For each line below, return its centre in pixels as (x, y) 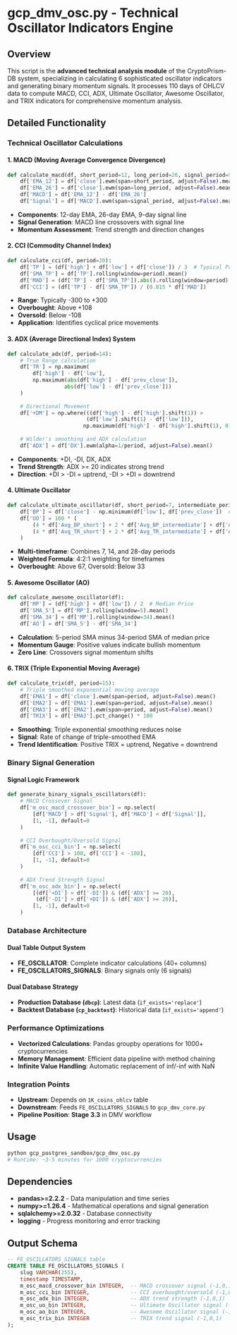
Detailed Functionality (57, 123)
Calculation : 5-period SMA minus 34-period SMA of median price (114, 637)
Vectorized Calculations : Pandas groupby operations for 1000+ (110, 1043)
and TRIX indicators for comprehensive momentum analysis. (95, 101)
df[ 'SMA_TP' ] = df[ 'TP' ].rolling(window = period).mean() (104, 274)
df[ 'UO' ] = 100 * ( (49, 518)
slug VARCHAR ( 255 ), (49, 1272)
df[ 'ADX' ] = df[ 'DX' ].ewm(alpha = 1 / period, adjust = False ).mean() (116, 446)
